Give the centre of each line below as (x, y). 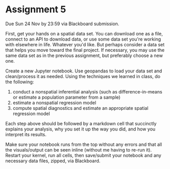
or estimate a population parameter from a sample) (67, 97)
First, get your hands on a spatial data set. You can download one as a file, (84, 33)
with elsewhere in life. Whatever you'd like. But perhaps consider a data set (85, 44)
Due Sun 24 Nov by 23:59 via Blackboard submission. (62, 24)
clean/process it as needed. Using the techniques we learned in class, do (83, 76)
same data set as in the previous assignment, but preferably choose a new (84, 55)
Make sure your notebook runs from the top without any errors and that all (84, 144)
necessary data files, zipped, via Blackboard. (53, 161)
